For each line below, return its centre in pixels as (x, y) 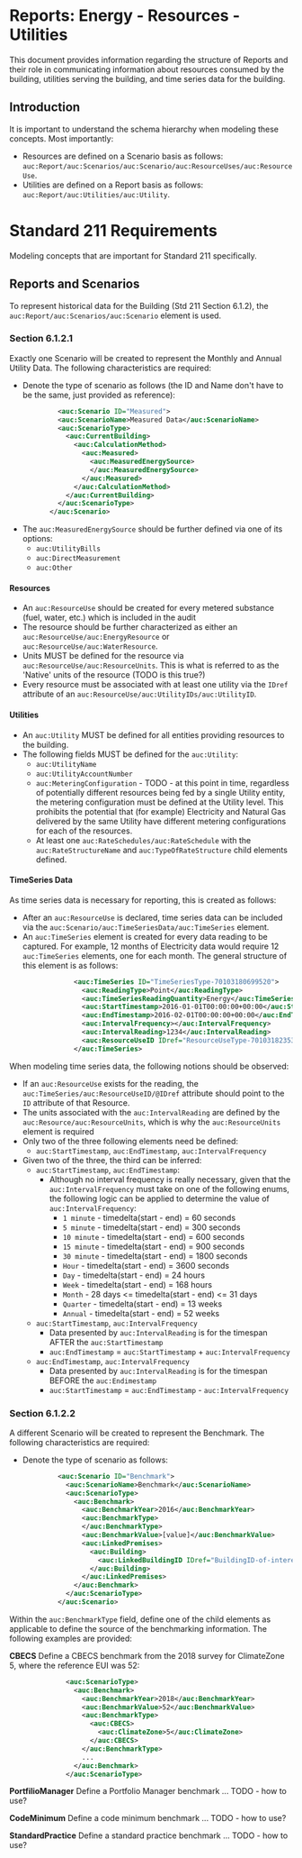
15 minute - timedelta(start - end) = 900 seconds (154, 1246)
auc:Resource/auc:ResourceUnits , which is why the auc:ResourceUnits (151, 1122)
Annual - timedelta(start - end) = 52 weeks (141, 1313)
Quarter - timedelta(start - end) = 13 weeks (142, 1304)
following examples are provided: (71, 1638)
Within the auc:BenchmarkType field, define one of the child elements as (140, 1619)
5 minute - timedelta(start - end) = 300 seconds (151, 1227)
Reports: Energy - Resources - (125, 16)
